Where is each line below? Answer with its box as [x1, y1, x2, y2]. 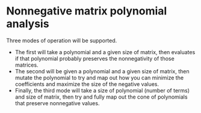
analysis [6, 17, 49, 31]
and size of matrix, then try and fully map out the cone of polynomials [14, 93, 188, 100]
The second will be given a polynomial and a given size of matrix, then [14, 67, 190, 75]
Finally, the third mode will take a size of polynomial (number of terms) [14, 87, 190, 94]
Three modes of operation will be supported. [6, 37, 117, 44]
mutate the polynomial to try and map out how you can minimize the [14, 74, 184, 81]
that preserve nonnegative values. [14, 99, 100, 106]
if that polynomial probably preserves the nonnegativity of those [14, 55, 175, 62]
